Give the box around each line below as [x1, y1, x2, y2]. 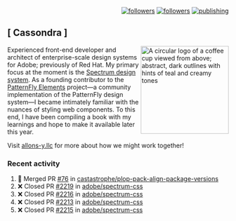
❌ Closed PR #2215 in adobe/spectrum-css [17, 206, 143, 214]
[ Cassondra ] [7, 27, 68, 39]
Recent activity [7, 159, 60, 168]
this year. [7, 127, 34, 136]
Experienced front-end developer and [7, 46, 117, 54]
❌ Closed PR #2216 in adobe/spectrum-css [17, 190, 143, 199]
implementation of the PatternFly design [7, 90, 124, 98]
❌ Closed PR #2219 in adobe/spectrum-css [17, 182, 143, 191]
